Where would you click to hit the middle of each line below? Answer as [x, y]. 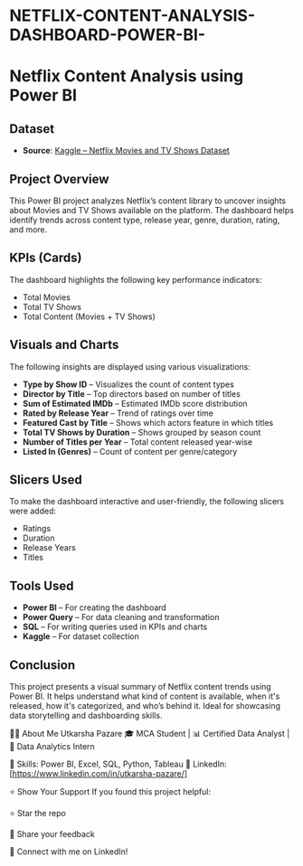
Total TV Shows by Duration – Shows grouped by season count [142, 432]
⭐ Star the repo [38, 814]
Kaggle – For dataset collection [80, 636]
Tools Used [42, 585]
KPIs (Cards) [46, 258]
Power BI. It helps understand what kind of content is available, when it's [145, 696]
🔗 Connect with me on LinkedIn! [69, 852]
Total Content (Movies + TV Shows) [89, 316]
